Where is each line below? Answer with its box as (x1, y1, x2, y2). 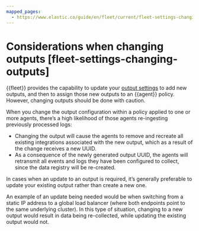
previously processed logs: (6, 121, 72, 128)
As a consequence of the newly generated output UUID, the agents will (14, 152, 188, 159)
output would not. (6, 219, 49, 226)
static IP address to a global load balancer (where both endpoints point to (6, 200, 185, 207)
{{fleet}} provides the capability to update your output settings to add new (6, 84, 187, 92)
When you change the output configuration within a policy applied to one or (6, 108, 191, 115)
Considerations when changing (6, 40, 164, 53)
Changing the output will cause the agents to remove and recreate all (14, 133, 184, 140)
